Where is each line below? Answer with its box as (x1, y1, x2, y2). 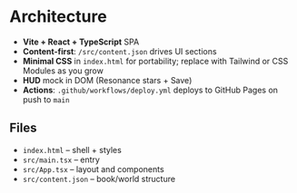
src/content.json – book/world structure (22, 173, 175, 184)
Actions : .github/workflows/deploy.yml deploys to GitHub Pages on (22, 84, 279, 95)
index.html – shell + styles (22, 144, 123, 155)
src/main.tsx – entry (22, 154, 100, 165)
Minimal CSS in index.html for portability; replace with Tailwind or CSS (22, 55, 289, 66)
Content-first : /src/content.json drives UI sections (22, 45, 217, 56)
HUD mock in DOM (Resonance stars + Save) (22, 74, 193, 85)
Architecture (9, 6, 107, 27)
